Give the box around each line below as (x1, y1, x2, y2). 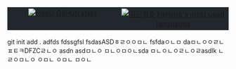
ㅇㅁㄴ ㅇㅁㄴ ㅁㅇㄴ (37, 56, 93, 63)
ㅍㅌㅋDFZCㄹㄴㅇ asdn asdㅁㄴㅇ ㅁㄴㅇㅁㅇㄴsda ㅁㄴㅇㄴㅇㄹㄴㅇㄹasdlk (7, 46, 217, 55)
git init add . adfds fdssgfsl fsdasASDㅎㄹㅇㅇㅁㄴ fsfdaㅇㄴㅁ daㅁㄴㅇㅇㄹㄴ (7, 38, 225, 46)
